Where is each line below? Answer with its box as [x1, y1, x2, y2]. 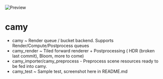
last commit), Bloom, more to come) [12, 53, 84, 59]
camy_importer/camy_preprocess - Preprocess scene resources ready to [12, 58, 159, 64]
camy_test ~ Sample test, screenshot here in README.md [12, 68, 128, 74]
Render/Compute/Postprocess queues [12, 43, 89, 48]
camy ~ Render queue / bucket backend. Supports [12, 37, 114, 43]
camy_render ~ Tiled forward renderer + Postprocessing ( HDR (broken [12, 47, 155, 53]
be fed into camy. [12, 63, 47, 69]
